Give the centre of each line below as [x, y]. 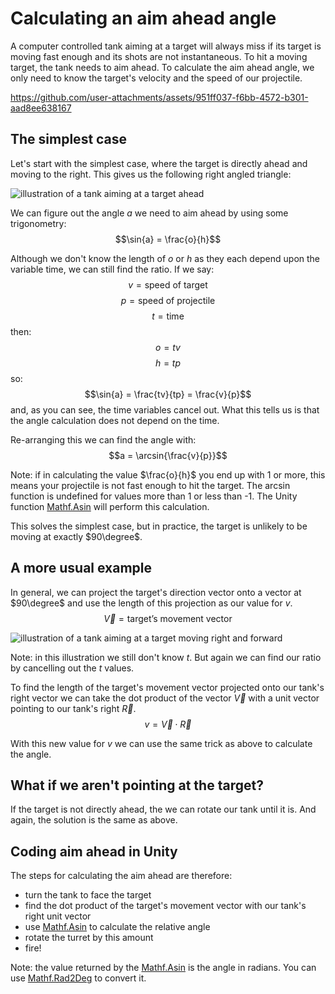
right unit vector [58, 916]
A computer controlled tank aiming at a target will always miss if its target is [166, 46]
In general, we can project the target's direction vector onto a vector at [156, 592]
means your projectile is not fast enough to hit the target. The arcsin [150, 485]
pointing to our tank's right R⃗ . [73, 708]
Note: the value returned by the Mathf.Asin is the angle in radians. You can [163, 968]
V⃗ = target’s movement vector [168, 618]
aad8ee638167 [41, 108]
